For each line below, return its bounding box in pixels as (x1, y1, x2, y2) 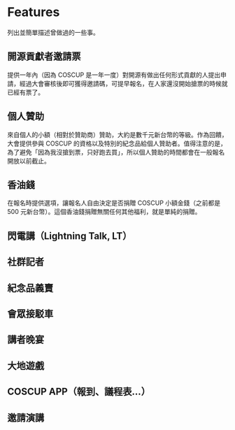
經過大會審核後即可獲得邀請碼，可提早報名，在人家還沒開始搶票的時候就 (19, 79, 228, 87)
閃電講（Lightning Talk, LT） (7, 230, 132, 242)
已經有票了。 (7, 88, 44, 96)
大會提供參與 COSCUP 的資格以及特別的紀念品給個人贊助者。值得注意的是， (7, 139, 227, 148)
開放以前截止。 (7, 157, 50, 165)
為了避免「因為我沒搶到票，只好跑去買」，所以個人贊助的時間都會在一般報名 (7, 148, 225, 156)
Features (7, 4, 60, 20)
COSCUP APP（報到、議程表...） (7, 386, 150, 398)
